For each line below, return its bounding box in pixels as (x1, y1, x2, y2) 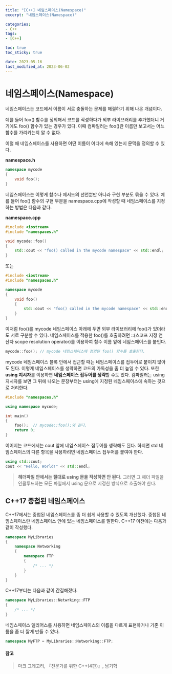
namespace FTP (24, 554, 54, 559)
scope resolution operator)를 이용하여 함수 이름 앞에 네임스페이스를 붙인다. (14, 339, 166, 345)
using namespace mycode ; (5, 404, 58, 409)
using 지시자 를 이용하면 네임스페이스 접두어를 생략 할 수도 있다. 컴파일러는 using (5, 371, 165, 378)
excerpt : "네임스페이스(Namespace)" (5, 12, 77, 17)
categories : (5, 22, 31, 27)
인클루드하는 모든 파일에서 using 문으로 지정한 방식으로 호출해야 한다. (17, 480, 157, 486)
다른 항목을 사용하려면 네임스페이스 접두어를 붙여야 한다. (31, 449, 143, 455)
